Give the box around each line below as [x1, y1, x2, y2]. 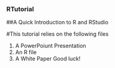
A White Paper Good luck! [15, 55, 81, 63]
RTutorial [6, 5, 34, 13]
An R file [15, 49, 37, 56]
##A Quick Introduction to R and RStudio [6, 19, 109, 26]
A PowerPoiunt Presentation [15, 42, 87, 50]
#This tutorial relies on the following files [6, 30, 109, 38]
